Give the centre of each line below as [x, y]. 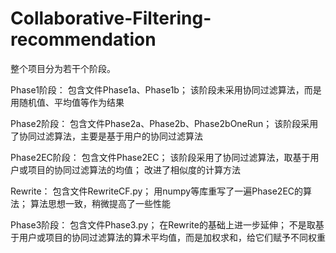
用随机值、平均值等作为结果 [67, 102]
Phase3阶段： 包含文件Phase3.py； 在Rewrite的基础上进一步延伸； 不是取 [163, 224]
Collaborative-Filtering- [111, 18]
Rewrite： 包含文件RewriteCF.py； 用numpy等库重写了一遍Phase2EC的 [157, 191]
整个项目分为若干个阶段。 [63, 68]
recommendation [83, 39]
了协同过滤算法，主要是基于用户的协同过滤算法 [106, 136]
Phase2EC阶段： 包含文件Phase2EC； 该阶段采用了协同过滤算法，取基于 [160, 157]
